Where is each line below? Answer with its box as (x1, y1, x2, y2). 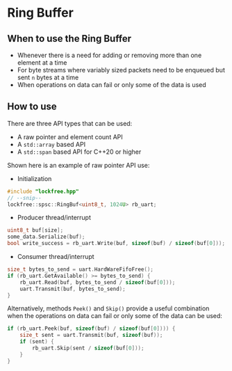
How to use (7, 101, 57, 113)
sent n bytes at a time (17, 73, 79, 81)
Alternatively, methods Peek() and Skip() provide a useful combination (7, 304, 210, 313)
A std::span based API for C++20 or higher (17, 148, 142, 156)
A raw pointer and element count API (17, 132, 123, 141)
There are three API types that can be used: (7, 119, 133, 127)
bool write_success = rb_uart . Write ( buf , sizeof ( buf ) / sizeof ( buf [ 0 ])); (7, 240, 226, 247)
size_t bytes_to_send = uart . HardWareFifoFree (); (7, 266, 154, 273)
